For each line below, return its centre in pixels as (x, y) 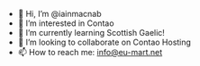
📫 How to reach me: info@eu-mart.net (90, 52)
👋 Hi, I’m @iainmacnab (59, 14)
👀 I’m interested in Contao (66, 23)
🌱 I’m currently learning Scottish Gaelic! (91, 33)
